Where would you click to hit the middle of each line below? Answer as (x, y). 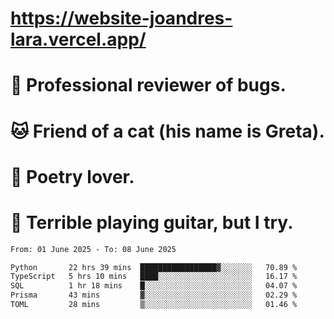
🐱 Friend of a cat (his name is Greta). (167, 131)
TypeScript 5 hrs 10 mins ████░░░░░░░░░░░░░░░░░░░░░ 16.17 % (154, 277)
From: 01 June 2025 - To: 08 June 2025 (93, 249)
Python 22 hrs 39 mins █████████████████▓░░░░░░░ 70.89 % (154, 267)
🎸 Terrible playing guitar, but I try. (152, 222)
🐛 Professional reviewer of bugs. (148, 85)
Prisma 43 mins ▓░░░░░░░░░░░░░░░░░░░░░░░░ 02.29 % (154, 295)
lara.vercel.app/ (78, 39)
